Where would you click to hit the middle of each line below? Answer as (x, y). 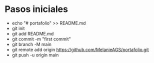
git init (18, 28)
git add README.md (33, 33)
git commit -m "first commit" (41, 39)
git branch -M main (32, 44)
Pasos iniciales (36, 9)
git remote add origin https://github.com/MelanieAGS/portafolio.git (80, 49)
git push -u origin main (35, 55)
